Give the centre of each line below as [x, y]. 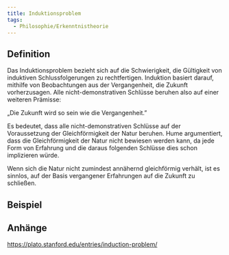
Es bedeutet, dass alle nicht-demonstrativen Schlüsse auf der [94, 126]
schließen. [22, 183]
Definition [28, 54]
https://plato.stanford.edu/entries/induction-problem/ [82, 245]
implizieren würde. [33, 156]
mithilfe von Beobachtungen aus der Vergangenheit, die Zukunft [98, 85]
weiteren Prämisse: [34, 99]
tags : [15, 20]
